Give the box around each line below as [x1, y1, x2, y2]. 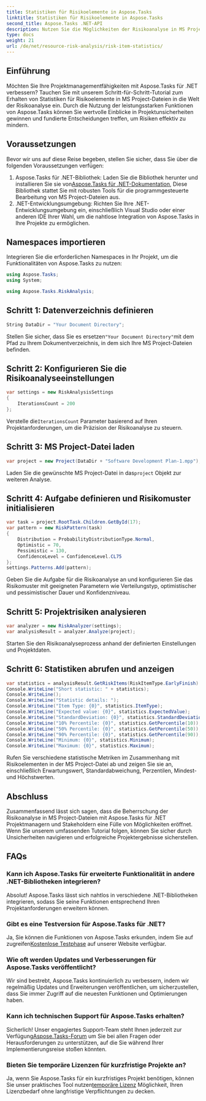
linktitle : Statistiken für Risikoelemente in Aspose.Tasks [6, 15, 164, 21]
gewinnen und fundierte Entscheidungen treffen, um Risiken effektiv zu [6, 115, 186, 122]
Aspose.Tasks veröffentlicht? [6, 963, 96, 972]
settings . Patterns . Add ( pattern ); [6, 565, 92, 571]
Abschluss [6, 791, 48, 802]
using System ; [6, 277, 43, 284]
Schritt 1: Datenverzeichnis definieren [6, 305, 154, 316]
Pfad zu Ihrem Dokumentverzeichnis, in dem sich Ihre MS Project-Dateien [6, 339, 193, 346]
